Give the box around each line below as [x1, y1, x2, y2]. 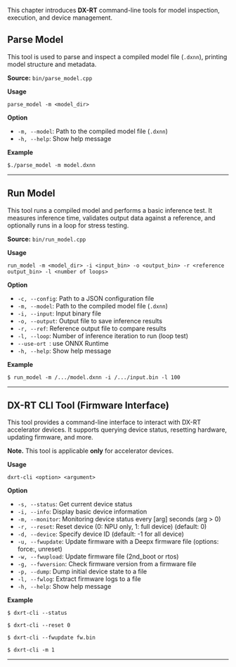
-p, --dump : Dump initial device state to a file [17, 567, 147, 576]
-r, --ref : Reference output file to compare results [17, 324, 166, 332]
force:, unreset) [17, 545, 63, 554]
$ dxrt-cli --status [7, 609, 68, 617]
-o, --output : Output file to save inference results [17, 316, 163, 325]
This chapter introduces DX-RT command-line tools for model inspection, [7, 6, 220, 14]
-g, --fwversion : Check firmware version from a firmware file [17, 560, 197, 568]
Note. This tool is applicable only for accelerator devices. [7, 447, 174, 455]
